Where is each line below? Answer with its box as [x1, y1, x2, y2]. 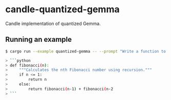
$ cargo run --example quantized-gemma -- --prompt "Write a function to [5, 48, 166, 54]
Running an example [5, 35, 72, 44]
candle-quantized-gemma [5, 4, 120, 15]
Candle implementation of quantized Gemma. [5, 20, 101, 27]
